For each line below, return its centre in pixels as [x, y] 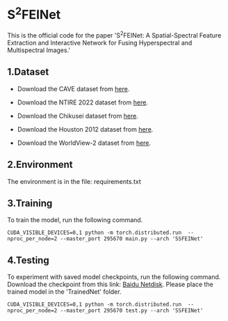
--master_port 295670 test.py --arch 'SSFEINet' [132, 311]
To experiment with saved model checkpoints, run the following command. [114, 277]
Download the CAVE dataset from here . [73, 88]
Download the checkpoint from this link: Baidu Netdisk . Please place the [110, 284]
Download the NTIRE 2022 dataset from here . [82, 102]
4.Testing [28, 260]
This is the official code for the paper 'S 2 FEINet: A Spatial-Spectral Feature [114, 34]
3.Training [30, 203]
